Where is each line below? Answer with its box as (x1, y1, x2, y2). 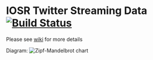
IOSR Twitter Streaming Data (6, 4, 148, 17)
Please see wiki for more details (6, 36, 83, 43)
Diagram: (6, 47, 28, 54)
